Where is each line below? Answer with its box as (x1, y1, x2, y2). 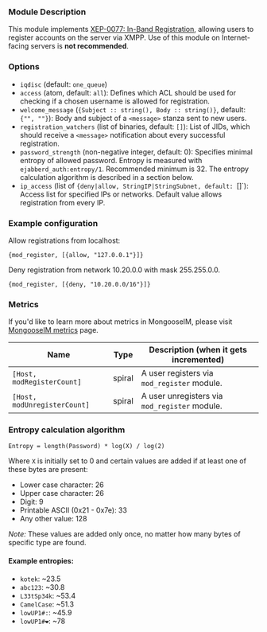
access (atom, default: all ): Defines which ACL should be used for (19, 88, 237, 97)
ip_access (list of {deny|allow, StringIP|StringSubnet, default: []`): (19, 181, 249, 190)
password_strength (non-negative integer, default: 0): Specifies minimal (19, 146, 253, 157)
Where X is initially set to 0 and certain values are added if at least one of (8, 456, 246, 466)
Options (8, 61, 40, 72)
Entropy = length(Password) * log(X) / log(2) (8, 443, 165, 451)
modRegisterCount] (12, 377, 82, 387)
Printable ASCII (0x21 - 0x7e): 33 (19, 505, 127, 515)
